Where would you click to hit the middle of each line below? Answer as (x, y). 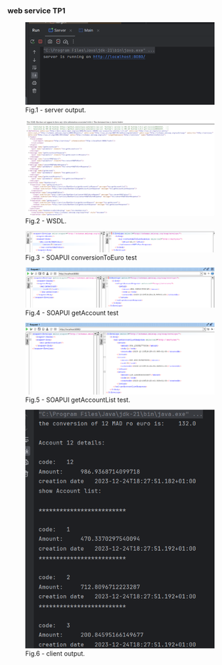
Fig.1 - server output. (56, 110)
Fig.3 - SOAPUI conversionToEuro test (81, 257)
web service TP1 (36, 11)
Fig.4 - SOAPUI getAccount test (72, 313)
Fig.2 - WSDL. (46, 221)
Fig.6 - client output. (55, 654)
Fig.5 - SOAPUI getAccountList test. (78, 400)
